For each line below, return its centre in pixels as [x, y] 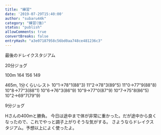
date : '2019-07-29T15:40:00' [34, 14]
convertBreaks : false [27, 37]
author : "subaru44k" [26, 18]
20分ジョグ [16, 65]
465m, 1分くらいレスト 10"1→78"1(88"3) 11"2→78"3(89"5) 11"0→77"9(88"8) [81, 85]
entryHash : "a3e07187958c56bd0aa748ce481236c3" [54, 41]
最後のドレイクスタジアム [30, 55]
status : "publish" [23, 27]
